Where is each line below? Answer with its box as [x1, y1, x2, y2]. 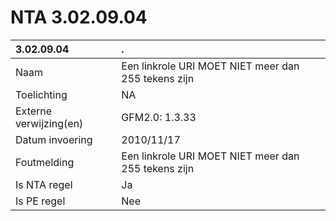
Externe [15, 104, 53, 118]
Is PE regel [15, 194, 66, 208]
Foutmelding [15, 155, 75, 169]
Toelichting [15, 87, 68, 101]
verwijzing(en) [15, 116, 84, 130]
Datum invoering [15, 132, 93, 146]
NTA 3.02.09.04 [10, 6, 148, 29]
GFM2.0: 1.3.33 [121, 110, 197, 124]
